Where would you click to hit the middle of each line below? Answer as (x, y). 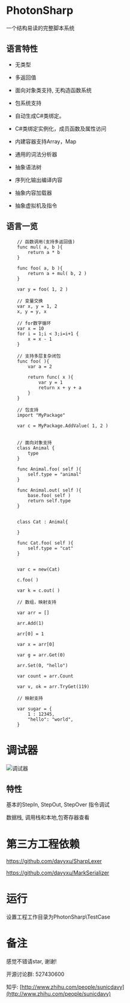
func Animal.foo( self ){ (49, 469)
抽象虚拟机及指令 (36, 205)
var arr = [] (33, 613)
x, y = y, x (32, 311)
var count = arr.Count (45, 676)
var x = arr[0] (36, 644)
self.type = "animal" (55, 474)
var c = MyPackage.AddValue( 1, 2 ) (63, 426)
